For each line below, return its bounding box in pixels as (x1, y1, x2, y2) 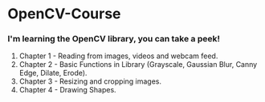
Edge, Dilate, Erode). (18, 69, 88, 78)
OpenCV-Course (7, 5, 121, 23)
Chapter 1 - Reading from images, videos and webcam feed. (18, 51, 218, 61)
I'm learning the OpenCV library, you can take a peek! (7, 33, 221, 45)
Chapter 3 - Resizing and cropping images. (18, 76, 162, 86)
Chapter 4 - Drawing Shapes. (18, 85, 117, 95)
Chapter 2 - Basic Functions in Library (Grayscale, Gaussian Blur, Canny (18, 60, 258, 69)
